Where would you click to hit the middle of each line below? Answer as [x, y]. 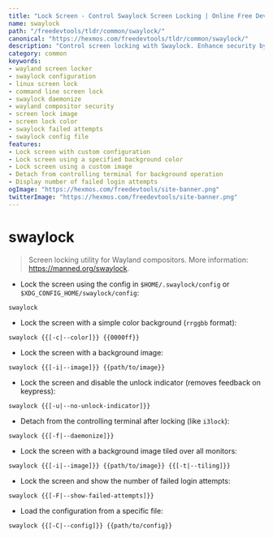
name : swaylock [34, 24]
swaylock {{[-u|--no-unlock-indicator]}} [80, 406]
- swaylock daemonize [45, 99]
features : [25, 144]
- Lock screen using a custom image [70, 167]
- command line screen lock [56, 91]
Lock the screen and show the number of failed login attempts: [125, 480]
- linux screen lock [43, 84]
